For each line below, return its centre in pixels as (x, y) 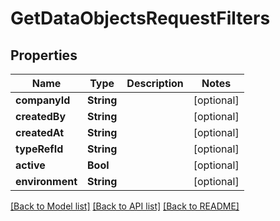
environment (46, 181)
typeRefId (39, 149)
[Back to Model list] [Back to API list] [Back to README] (125, 206)
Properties (44, 55)
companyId (43, 100)
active (30, 165)
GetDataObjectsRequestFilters (140, 18)
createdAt (40, 132)
